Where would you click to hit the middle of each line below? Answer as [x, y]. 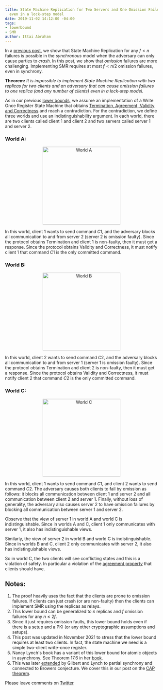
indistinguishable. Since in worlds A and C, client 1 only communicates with [80, 524]
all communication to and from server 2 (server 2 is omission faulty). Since [80, 237]
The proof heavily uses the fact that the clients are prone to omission [81, 596]
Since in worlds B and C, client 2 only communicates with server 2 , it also [78, 544]
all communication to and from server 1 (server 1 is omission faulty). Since [79, 363]
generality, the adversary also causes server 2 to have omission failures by [80, 504]
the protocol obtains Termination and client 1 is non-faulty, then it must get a [81, 242]
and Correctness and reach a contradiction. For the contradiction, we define [81, 110]
